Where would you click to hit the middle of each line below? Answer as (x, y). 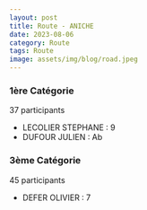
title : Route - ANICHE (52, 26)
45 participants (37, 179)
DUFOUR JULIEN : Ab (62, 137)
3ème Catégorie (45, 161)
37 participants (37, 110)
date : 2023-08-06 (42, 34)
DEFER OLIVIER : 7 (56, 197)
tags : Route (31, 51)
